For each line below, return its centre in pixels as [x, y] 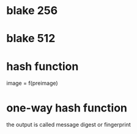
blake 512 [31, 39]
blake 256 [32, 11]
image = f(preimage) [32, 83]
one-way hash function [67, 108]
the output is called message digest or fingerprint [69, 125]
